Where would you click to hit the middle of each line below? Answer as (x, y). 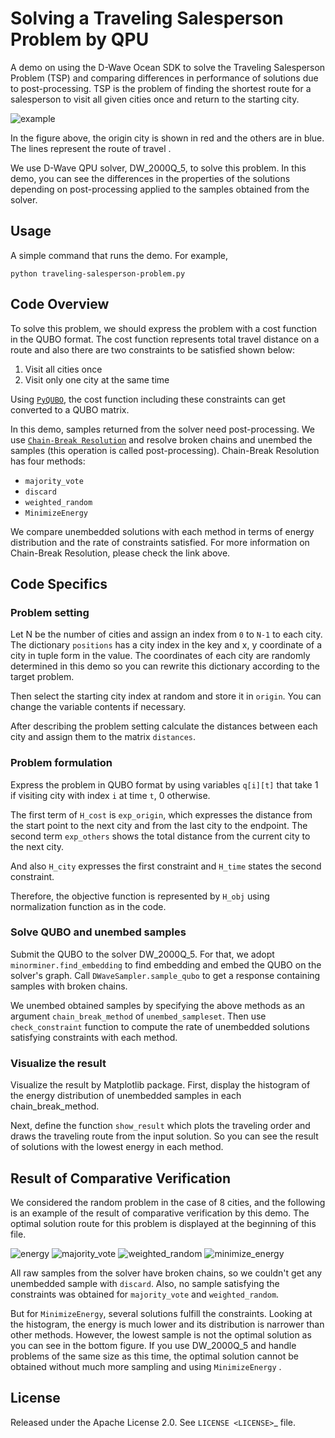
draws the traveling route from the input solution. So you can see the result (164, 1136)
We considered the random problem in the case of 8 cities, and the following (168, 1202)
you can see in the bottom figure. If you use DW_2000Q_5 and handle (153, 1345)
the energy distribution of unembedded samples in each (126, 1096)
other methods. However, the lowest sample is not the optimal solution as (161, 1334)
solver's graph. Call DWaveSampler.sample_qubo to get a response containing (165, 975)
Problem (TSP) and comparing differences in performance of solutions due (164, 78)
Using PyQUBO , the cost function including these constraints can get (148, 399)
